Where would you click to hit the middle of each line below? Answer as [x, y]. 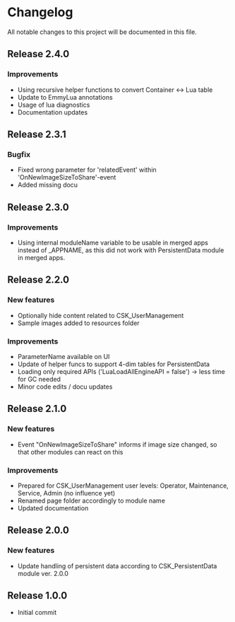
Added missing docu [48, 185]
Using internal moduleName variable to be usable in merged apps [113, 242]
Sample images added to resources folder [78, 323]
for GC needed [39, 379]
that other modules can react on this [70, 452]
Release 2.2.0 [38, 280]
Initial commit [37, 613]
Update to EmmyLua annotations [65, 97]
